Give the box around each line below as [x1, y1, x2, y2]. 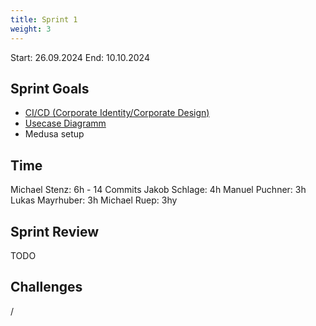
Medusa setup [24, 128, 85, 140]
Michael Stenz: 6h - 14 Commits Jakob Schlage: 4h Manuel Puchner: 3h [10, 184, 307, 196]
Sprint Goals [10, 80, 90, 97]
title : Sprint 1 [10, 14, 78, 25]
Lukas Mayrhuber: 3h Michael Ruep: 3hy [10, 194, 178, 206]
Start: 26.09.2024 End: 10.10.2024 [10, 51, 150, 63]
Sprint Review [10, 223, 100, 240]
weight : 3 [10, 24, 52, 34]
